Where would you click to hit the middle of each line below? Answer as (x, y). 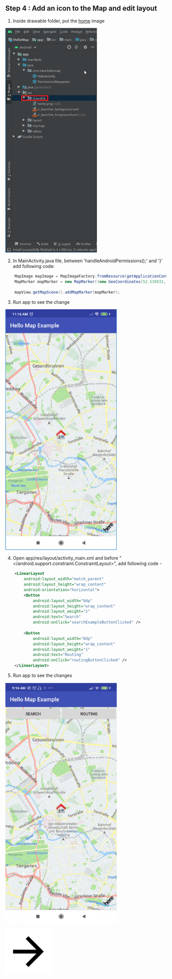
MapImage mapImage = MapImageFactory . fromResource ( (71, 276)
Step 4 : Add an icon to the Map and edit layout (81, 8)
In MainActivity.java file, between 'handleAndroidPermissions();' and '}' (88, 261)
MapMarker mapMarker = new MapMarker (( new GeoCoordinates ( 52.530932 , (90, 282)
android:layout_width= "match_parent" (64, 579)
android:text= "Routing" (58, 655)
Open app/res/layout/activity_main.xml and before (66, 558)
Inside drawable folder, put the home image (59, 21)
